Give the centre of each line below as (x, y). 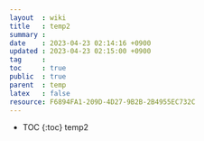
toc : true (38, 69)
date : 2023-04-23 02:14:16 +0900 (80, 43)
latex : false (40, 93)
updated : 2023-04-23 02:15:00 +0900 (80, 52)
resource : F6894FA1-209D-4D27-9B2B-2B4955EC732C (102, 102)
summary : (28, 34)
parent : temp (38, 85)
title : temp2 (40, 26)
